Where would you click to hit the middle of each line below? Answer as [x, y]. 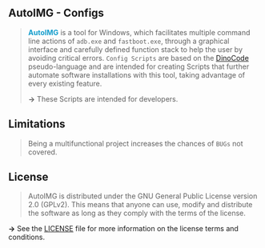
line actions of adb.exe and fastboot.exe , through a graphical [128, 41]
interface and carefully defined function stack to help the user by [135, 49]
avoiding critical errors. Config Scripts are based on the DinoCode [139, 58]
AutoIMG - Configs [56, 13]
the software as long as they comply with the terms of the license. [137, 213]
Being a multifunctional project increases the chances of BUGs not [135, 143]
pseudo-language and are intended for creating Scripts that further [139, 66]
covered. [42, 152]
